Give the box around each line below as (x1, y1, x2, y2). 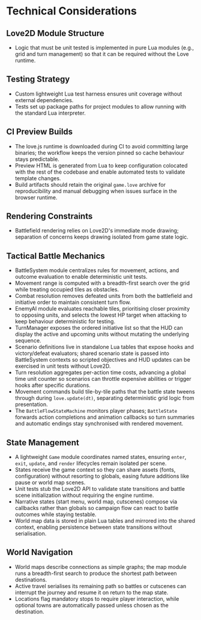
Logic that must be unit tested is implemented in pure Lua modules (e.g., (14, 44, 194, 51)
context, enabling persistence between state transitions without (14, 524, 173, 531)
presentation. (14, 401, 48, 408)
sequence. (14, 337, 41, 344)
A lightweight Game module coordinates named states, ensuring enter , (14, 454, 187, 461)
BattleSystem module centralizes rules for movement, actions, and (14, 267, 179, 274)
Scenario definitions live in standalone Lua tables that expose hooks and (14, 344, 194, 351)
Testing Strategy (6, 74, 70, 85)
